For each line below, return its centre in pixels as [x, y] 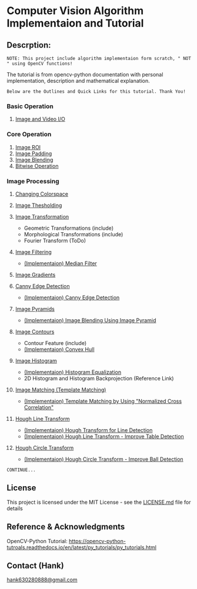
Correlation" [39, 407]
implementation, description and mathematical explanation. [78, 81]
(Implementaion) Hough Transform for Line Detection [88, 430]
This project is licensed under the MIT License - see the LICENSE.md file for [99, 502]
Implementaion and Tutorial [75, 23]
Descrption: [29, 45]
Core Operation [29, 135]
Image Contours [35, 332]
